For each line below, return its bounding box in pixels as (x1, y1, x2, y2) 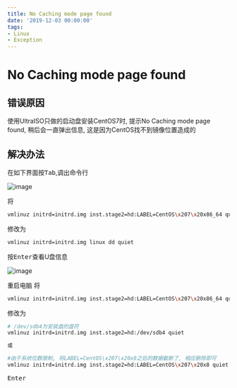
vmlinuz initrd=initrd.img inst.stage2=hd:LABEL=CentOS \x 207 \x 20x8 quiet (7, 361, 229, 369)
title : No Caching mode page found (7, 10, 112, 18)
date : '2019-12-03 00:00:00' (7, 17, 93, 24)
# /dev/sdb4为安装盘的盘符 (7, 322, 79, 330)
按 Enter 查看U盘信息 (7, 252, 68, 261)
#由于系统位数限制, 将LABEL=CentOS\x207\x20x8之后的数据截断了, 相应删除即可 (7, 355, 217, 362)
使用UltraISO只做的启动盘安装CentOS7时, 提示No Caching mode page (7, 117, 211, 126)
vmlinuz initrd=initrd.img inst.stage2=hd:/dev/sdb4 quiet (7, 329, 185, 337)
